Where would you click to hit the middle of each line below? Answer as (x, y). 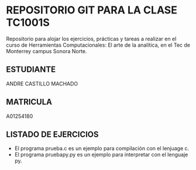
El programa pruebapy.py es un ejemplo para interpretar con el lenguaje (101, 155)
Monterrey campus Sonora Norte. (47, 51)
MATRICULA (29, 102)
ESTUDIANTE (31, 70)
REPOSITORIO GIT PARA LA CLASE (92, 10)
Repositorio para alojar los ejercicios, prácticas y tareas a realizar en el (91, 39)
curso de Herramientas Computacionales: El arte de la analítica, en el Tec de (98, 45)
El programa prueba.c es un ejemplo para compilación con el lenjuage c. (102, 148)
